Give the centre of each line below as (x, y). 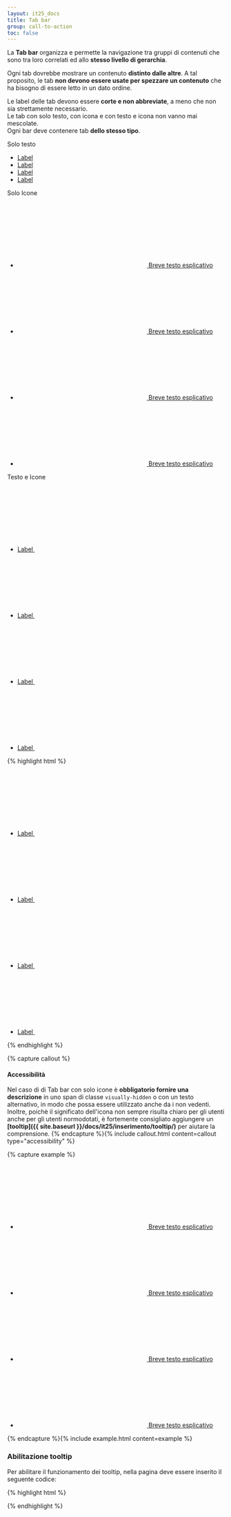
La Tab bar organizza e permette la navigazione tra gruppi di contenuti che (113, 53)
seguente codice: (32, 1479)
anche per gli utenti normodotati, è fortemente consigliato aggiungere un (110, 1119)
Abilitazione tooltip (40, 1457)
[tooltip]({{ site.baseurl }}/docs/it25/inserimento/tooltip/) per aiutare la (111, 1127)
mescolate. (23, 123)
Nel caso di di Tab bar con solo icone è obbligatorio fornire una (98, 1090)
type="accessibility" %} (41, 1141)
